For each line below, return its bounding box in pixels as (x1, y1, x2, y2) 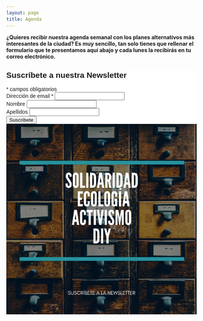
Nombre (6, 100, 25, 108)
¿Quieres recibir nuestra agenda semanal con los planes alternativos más (6, 33, 195, 41)
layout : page (6, 10, 39, 16)
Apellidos (6, 109, 28, 115)
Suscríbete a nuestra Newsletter (6, 70, 127, 80)
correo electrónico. (6, 53, 56, 60)
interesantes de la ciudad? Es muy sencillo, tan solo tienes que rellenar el (6, 40, 194, 47)
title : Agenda (6, 16, 42, 22)
